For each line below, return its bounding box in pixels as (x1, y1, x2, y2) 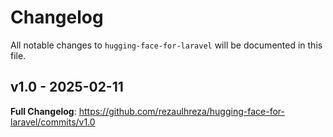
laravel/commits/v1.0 (10, 116, 96, 128)
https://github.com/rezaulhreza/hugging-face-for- (78, 105, 285, 117)
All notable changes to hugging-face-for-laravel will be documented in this (10, 39, 323, 51)
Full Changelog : (10, 105, 77, 117)
